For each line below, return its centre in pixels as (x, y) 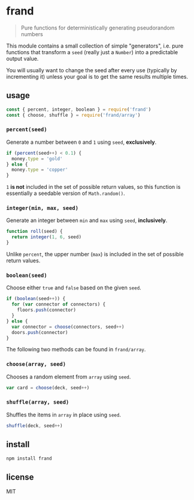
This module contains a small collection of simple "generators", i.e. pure (95, 46)
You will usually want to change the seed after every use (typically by (92, 70)
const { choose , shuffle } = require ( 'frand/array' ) (73, 115)
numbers (32, 34)
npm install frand (29, 458)
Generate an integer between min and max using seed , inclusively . (87, 220)
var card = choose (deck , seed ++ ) (48, 387)
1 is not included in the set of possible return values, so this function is (93, 187)
